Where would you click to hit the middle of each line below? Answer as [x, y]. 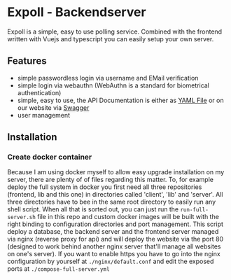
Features [27, 61]
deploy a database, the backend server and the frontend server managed [113, 232]
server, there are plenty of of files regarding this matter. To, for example [110, 180]
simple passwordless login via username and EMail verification [108, 78]
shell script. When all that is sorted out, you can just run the [93, 209]
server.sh [22, 218]
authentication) [39, 92]
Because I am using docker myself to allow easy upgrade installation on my [116, 172]
